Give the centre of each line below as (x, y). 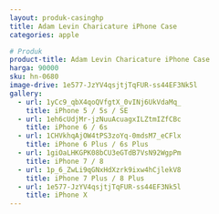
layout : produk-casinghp (57, 18)
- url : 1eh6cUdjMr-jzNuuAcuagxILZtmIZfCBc (99, 119)
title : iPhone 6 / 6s (67, 127)
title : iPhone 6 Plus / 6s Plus (87, 145)
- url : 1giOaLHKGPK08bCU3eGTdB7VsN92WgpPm (99, 153)
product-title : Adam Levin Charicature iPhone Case (109, 60)
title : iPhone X (57, 195)
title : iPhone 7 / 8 (65, 161)
